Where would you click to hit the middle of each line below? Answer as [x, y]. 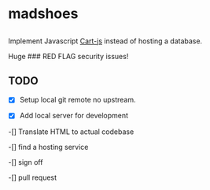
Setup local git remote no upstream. [77, 100]
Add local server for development [74, 116]
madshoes [43, 14]
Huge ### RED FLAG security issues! [68, 56]
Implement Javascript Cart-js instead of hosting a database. [105, 41]
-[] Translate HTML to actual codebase [71, 132]
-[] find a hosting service [48, 147]
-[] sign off [26, 162]
